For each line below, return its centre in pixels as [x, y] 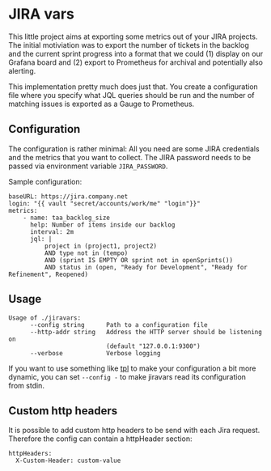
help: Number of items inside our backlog [102, 225]
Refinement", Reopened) [49, 274]
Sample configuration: [45, 181]
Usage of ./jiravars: [45, 318]
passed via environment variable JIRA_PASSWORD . [88, 166]
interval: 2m [52, 231]
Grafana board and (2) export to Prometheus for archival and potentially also [135, 62]
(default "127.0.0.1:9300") [153, 346]
